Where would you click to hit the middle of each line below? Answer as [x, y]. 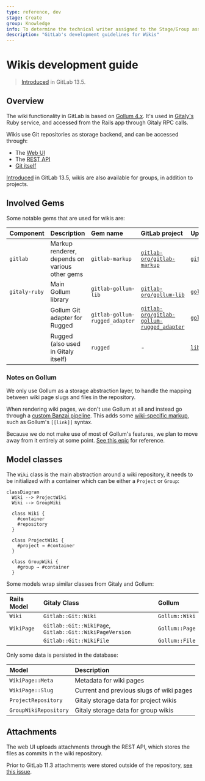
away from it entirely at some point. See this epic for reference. [86, 440]
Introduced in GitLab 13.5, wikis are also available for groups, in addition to [100, 177]
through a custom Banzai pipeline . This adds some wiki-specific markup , [98, 415]
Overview [25, 101]
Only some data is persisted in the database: [62, 655]
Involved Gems [35, 204]
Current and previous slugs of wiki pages [134, 690]
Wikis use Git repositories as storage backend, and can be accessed [92, 134]
